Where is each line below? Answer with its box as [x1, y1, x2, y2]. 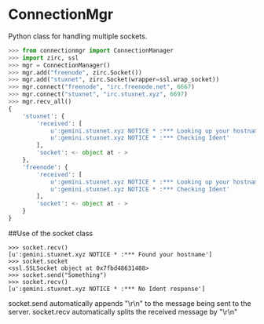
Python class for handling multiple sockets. [8, 31, 148, 41]
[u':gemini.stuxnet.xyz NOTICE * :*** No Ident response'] [8, 285, 206, 293]
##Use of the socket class [8, 228, 93, 238]
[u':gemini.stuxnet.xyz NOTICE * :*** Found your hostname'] [8, 250, 213, 258]
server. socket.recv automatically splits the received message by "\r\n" [8, 307, 238, 316]
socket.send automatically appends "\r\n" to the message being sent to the [8, 298, 251, 308]
